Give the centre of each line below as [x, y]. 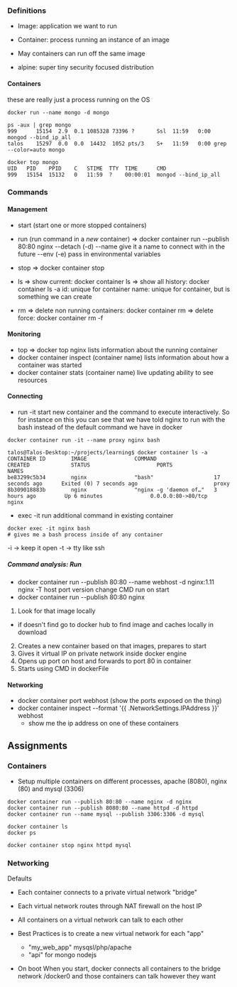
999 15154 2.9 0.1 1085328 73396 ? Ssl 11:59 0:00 [109, 131]
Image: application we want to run [67, 26]
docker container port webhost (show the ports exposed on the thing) [120, 701]
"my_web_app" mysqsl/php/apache [80, 947]
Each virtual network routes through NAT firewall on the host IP [110, 906]
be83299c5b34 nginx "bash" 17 [114, 478]
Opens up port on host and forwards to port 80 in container [104, 661]
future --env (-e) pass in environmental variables [89, 253]
